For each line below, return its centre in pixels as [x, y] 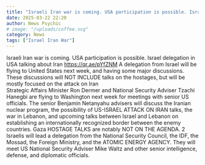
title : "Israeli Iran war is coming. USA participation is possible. [97, 12]
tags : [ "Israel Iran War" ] [41, 40]
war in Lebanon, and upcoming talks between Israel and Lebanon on [92, 116]
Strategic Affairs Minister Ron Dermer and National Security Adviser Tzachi [101, 90]
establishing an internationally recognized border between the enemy [94, 123]
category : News [26, 35]
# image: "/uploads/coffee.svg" [47, 29]
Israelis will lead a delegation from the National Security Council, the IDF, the [103, 136]
